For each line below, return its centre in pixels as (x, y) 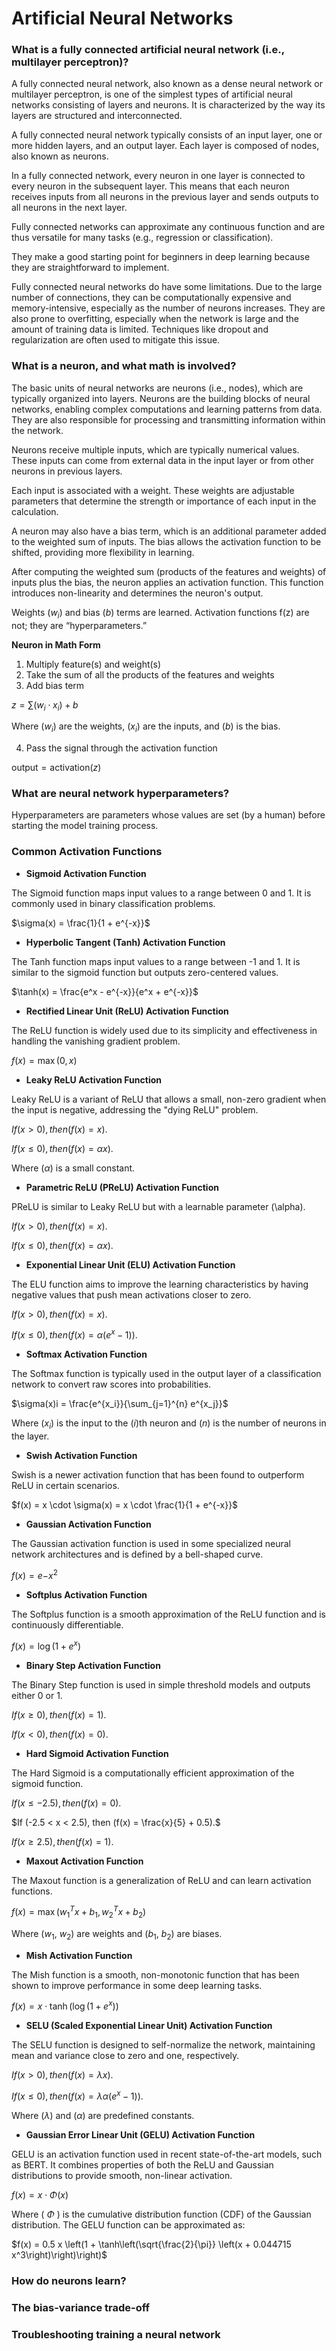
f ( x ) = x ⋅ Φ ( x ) (40, 2195)
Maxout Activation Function (84, 1861)
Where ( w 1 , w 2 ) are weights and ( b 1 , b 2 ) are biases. (117, 1934)
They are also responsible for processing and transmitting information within (168, 419)
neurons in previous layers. (67, 471)
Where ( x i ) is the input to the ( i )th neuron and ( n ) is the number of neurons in (169, 1424)
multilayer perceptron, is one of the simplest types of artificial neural (152, 94)
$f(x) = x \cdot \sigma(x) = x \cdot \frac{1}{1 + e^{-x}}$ (125, 1505)
